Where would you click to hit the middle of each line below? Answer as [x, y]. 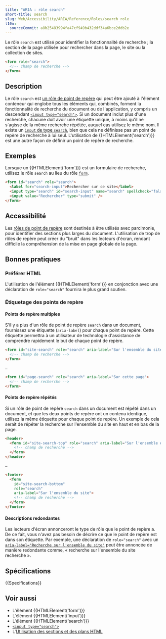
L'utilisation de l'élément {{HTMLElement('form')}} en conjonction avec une [82, 284]
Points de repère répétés [31, 397]
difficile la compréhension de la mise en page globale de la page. [71, 244]
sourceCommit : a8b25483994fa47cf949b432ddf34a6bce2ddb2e [69, 28]
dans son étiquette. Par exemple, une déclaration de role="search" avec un [82, 540]
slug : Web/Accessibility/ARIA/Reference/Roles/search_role [67, 19]
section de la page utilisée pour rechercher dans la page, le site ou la [75, 48]
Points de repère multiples [33, 314]
